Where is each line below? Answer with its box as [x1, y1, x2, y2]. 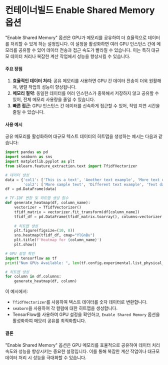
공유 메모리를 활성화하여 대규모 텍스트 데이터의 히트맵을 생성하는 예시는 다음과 [5, 133, 157, 139]
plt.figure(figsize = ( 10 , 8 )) [14, 228, 75, 233]
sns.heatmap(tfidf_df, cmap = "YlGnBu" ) [14, 233, 95, 238]
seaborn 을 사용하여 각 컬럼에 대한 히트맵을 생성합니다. [12, 305, 118, 311]
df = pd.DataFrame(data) [5, 186, 57, 191]
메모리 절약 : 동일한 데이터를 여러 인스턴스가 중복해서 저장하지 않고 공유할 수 [12, 90, 159, 96]
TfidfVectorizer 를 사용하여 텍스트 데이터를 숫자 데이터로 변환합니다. [12, 299, 148, 305]
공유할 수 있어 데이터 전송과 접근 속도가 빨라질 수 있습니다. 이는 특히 [18, 47, 150, 53]
